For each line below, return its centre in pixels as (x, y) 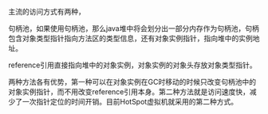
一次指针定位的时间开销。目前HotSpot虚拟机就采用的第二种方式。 (130, 102)
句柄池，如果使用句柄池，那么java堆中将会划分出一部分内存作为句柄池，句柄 (134, 28)
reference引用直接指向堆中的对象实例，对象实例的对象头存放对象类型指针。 (132, 65)
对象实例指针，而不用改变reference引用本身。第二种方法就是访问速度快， (129, 92)
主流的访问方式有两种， (47, 11)
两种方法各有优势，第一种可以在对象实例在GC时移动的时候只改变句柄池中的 (132, 82)
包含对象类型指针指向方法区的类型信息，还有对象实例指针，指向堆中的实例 (130, 38)
